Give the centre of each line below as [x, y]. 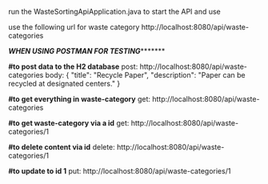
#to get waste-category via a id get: [69, 123]
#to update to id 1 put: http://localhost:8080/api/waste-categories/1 [120, 171]
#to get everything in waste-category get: [79, 99]
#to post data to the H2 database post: [73, 66]
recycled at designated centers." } [64, 84]
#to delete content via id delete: [62, 147]
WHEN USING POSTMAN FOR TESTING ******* [87, 51]
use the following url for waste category [74, 27]
